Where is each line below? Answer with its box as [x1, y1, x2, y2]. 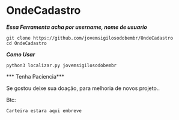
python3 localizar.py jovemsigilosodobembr [6, 62, 117, 68]
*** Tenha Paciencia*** [6, 73, 65, 80]
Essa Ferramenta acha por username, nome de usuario [6, 23, 147, 31]
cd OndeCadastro [6, 40, 47, 46]
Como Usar [6, 50, 35, 58]
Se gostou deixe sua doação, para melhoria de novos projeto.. [6, 85, 160, 92]
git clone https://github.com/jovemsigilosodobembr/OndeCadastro [6, 35, 173, 41]
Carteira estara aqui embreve [6, 107, 82, 114]
